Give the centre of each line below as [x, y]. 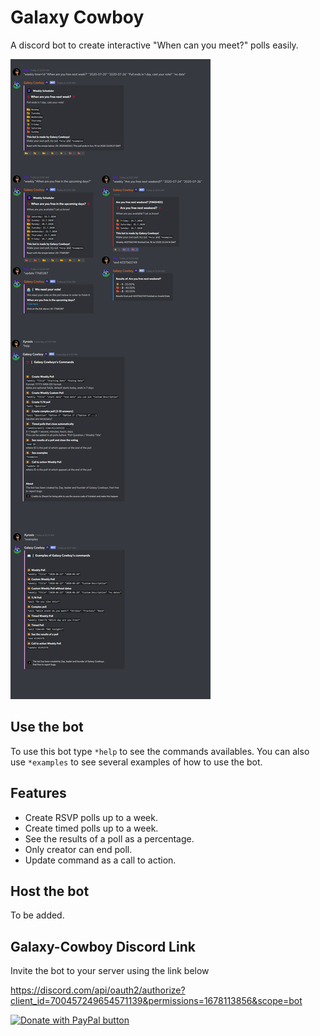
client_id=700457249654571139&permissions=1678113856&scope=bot [156, 1001]
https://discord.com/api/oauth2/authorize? [98, 990]
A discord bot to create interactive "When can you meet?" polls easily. [154, 45]
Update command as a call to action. [100, 860]
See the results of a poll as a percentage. [109, 838]
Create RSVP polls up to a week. [91, 817]
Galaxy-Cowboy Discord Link [103, 946]
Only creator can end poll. [78, 849]
